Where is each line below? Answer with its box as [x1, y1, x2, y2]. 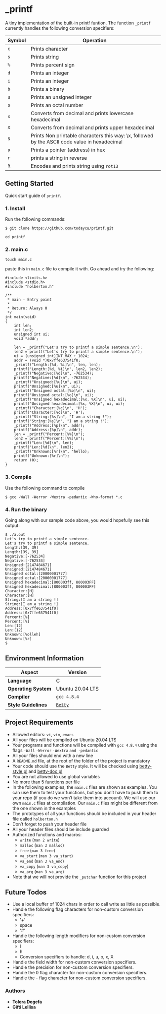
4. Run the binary [5, 506, 47, 513]
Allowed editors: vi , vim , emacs [12, 731, 74, 737]
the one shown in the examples [12, 805, 76, 811]
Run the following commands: [5, 216, 66, 222]
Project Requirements [5, 718, 74, 727]
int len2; [14, 327, 35, 333]
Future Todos [5, 888, 47, 896]
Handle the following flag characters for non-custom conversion [12, 906, 143, 912]
